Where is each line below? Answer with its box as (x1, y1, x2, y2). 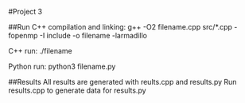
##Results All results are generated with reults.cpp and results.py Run (8, 77, 237, 86)
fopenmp (8, 31, 38, 40)
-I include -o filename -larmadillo (39, 31, 147, 40)
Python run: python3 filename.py (8, 61, 116, 71)
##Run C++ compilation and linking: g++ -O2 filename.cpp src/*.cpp (8, 22, 233, 31)
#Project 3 (8, 7, 42, 16)
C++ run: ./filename (8, 46, 73, 55)
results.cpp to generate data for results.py (8, 85, 146, 95)
